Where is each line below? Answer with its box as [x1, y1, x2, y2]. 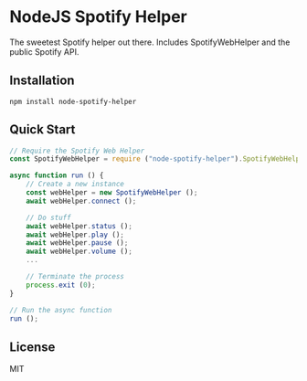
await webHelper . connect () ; [26, 196, 137, 206]
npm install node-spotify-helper [9, 97, 137, 106]
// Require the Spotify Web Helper [9, 146, 145, 155]
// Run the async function [9, 305, 112, 314]
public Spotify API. [9, 46, 79, 57]
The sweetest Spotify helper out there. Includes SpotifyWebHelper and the [9, 37, 291, 48]
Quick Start [9, 122, 76, 138]
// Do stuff [26, 213, 71, 222]
